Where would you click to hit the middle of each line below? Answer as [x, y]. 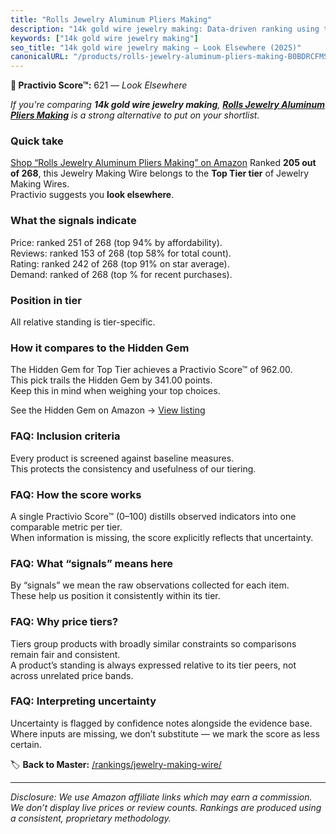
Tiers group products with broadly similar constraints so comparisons [153, 643]
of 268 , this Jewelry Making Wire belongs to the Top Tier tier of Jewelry [160, 173]
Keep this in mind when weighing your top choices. [115, 391]
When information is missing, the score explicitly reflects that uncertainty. [162, 537]
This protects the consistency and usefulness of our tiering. [133, 468]
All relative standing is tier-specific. [83, 322]
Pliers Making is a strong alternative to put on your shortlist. [135, 115]
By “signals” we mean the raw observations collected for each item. [150, 585]
